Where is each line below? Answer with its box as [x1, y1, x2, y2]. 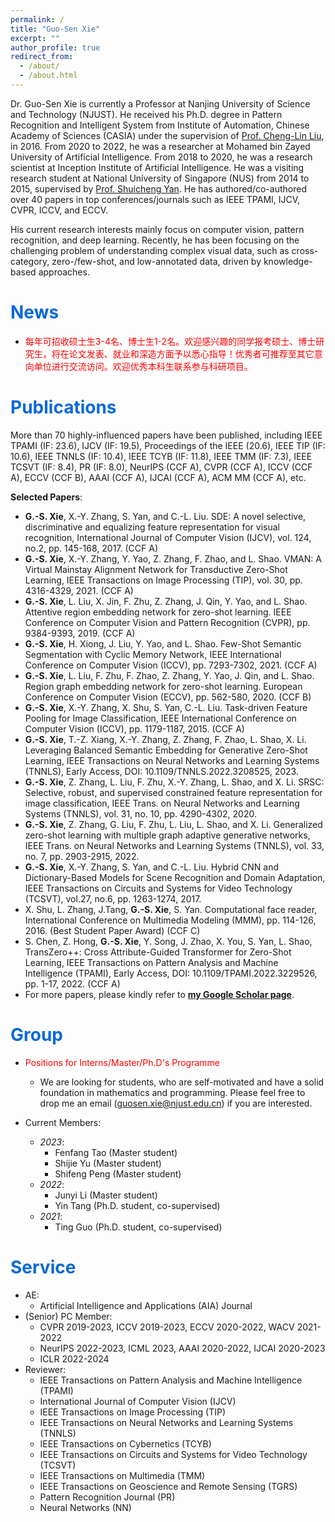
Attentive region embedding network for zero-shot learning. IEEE [24, 606, 292, 618]
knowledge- [263, 255, 313, 267]
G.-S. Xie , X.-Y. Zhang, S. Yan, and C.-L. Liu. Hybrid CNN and [24, 861, 279, 873]
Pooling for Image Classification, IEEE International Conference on [24, 712, 297, 724]
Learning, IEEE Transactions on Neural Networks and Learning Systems [24, 754, 320, 766]
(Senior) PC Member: [24, 1310, 113, 1322]
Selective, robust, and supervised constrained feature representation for [24, 786, 323, 798]
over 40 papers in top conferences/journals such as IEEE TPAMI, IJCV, [10, 193, 301, 205]
